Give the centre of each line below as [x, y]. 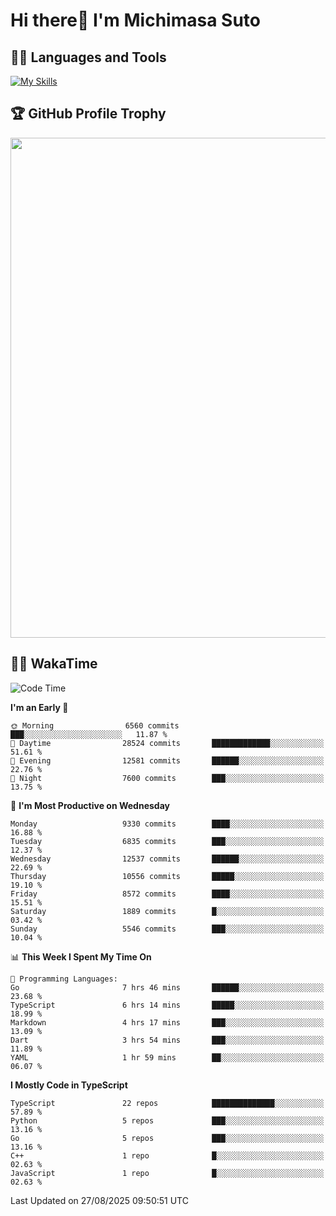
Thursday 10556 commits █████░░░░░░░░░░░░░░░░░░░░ [167, 876]
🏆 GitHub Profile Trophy [88, 114]
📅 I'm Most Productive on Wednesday [90, 805]
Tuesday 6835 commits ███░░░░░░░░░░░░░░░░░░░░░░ [167, 841]
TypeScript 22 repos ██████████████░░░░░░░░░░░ [167, 1103]
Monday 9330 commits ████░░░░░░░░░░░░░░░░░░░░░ [167, 824]
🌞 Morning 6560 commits [95, 725]
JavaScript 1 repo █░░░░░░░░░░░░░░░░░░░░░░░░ [167, 1173]
